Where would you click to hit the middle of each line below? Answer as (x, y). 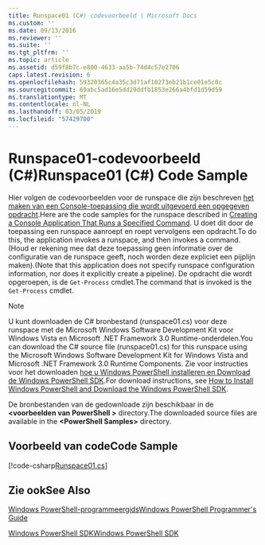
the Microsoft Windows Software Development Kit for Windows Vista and (128, 355)
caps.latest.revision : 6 (49, 75)
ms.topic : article (39, 60)
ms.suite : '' (30, 45)
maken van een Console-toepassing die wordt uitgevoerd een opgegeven (129, 206)
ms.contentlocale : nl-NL (49, 104)
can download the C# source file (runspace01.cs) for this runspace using (128, 346)
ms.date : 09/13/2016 (43, 30)
